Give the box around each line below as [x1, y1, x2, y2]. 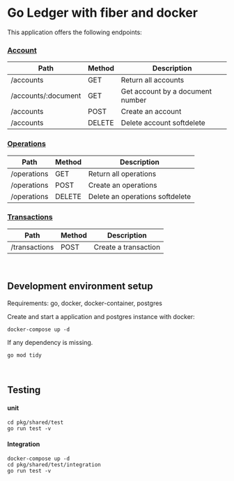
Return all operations [88, 169, 157, 179]
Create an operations [88, 180, 157, 190]
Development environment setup [7, 281, 153, 293]
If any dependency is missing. [7, 338, 93, 346]
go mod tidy [7, 351, 42, 359]
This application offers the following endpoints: [7, 28, 143, 36]
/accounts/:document [10, 91, 81, 101]
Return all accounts [120, 75, 185, 85]
